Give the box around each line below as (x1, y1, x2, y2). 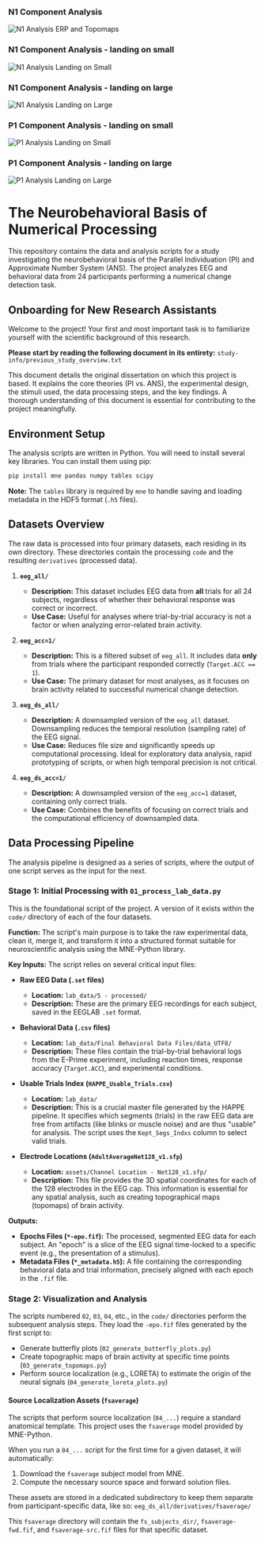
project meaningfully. (8, 404, 78, 414)
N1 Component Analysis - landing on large (8, 82, 173, 93)
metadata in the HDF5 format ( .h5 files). (8, 494, 138, 504)
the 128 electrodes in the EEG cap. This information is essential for (31, 1183, 248, 1193)
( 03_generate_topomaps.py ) (19, 1360, 107, 1370)
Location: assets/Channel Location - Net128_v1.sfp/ (31, 1167, 207, 1176)
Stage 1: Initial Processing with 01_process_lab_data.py (8, 885, 221, 896)
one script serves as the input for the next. (8, 865, 147, 875)
